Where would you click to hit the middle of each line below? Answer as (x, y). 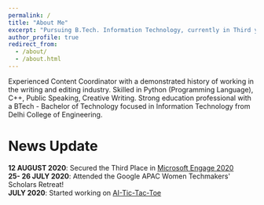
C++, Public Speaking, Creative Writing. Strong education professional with (130, 98)
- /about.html (38, 59)
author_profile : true (44, 37)
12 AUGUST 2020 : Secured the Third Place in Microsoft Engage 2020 (121, 167)
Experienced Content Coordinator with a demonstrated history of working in (131, 81)
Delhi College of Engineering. (55, 114)
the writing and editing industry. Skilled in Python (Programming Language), (131, 89)
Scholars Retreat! (36, 184)
